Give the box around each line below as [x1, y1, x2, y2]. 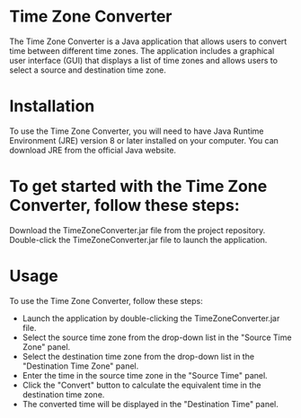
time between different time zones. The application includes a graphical [9, 45, 275, 56]
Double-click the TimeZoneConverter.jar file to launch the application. [9, 234, 268, 245]
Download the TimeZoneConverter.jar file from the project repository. [9, 224, 266, 235]
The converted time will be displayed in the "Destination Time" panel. [22, 398, 279, 409]
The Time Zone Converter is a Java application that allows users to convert [9, 36, 288, 47]
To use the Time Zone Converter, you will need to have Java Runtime [9, 126, 264, 136]
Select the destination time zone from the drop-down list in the [22, 351, 254, 361]
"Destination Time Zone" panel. [22, 361, 139, 371]
